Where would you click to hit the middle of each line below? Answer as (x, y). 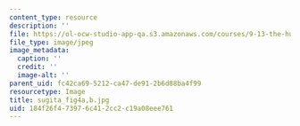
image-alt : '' (43, 75)
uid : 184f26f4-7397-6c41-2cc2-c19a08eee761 (92, 108)
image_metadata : (39, 51)
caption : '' (40, 59)
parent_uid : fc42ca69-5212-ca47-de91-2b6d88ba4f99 (105, 83)
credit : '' (37, 67)
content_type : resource (54, 17)
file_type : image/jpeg (51, 42)
